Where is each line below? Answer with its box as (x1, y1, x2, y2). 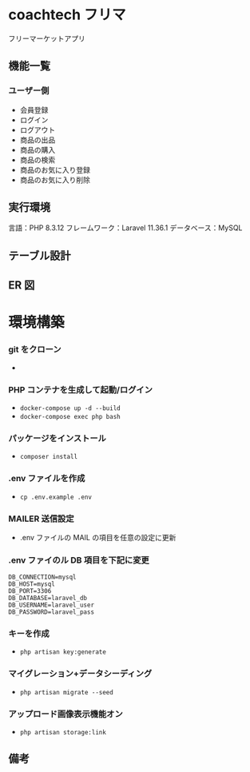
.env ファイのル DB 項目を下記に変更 (8, 555, 149, 566)
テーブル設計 (8, 249, 71, 262)
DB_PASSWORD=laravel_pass (8, 608, 94, 616)
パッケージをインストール (8, 432, 106, 444)
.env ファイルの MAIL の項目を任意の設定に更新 (19, 532, 177, 542)
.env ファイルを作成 (8, 473, 85, 484)
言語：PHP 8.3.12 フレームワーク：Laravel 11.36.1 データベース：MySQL (8, 223, 243, 233)
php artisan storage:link (19, 729, 106, 737)
